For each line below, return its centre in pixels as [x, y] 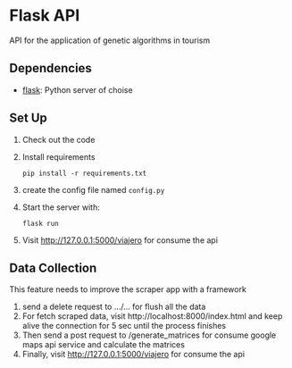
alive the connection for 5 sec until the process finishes [124, 326]
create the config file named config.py [93, 189]
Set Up [28, 118]
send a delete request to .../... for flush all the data [114, 307]
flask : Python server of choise [77, 89]
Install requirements [58, 156]
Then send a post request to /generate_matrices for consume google [149, 335]
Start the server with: [61, 207]
